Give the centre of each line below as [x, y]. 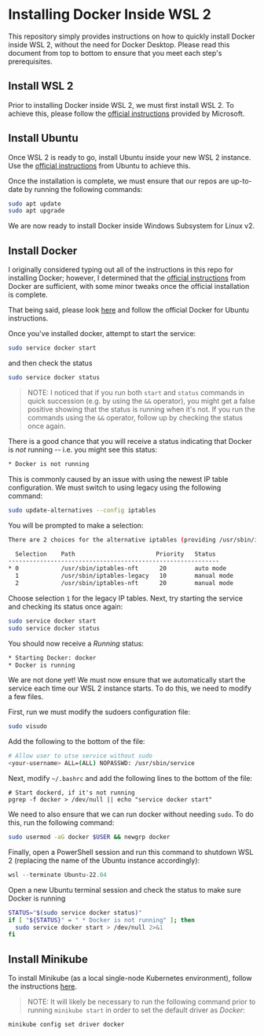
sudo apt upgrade [37, 211]
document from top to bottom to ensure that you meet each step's [115, 53]
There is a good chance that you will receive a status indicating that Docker [130, 441]
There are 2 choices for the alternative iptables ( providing [112, 540]
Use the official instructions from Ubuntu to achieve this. [99, 165]
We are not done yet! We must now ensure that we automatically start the [127, 680]
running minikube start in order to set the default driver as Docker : [136, 1010]
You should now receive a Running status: [76, 643]
